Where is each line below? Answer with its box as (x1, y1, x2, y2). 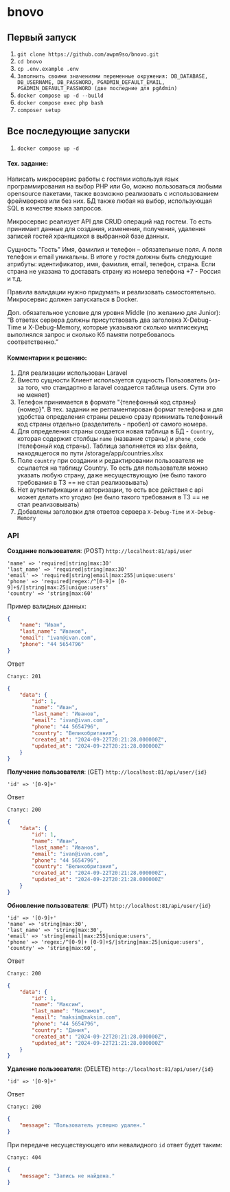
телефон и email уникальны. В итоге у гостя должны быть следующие (7, 252, 212, 261)
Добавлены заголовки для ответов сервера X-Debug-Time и (16, 508, 190, 516)
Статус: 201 (7, 673, 41, 680)
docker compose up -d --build (16, 92, 104, 99)
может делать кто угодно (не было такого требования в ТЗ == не (16, 493, 209, 501)
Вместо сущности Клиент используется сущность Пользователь (16, 376, 207, 384)
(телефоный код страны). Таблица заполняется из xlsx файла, (16, 442, 198, 451)
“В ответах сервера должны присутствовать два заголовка (7, 316, 182, 324)
